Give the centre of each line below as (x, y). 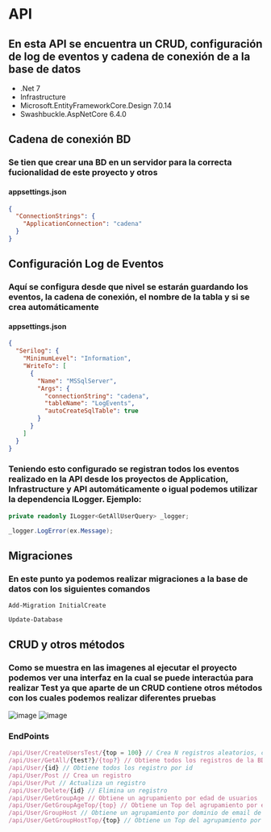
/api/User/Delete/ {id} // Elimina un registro (88, 790)
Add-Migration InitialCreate (57, 606)
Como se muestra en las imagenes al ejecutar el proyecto (123, 667)
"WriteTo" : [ (45, 366)
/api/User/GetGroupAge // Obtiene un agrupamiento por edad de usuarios (133, 798)
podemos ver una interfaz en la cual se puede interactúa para (131, 677)
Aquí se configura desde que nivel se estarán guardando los (128, 287)
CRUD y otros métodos (67, 644)
